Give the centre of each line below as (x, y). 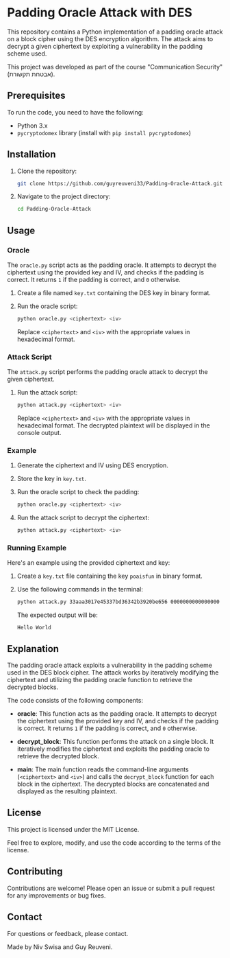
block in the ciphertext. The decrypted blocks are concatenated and (113, 784)
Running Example (37, 548)
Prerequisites (36, 96)
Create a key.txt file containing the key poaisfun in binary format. (110, 576)
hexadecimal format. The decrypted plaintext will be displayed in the (113, 425)
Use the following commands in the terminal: (80, 589)
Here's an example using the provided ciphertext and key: (89, 563)
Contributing (35, 872)
